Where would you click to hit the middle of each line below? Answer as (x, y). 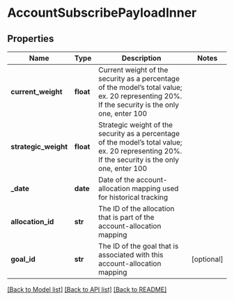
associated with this (131, 255)
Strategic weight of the (135, 125)
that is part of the (126, 217)
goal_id (23, 259)
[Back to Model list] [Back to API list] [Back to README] (87, 290)
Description (141, 58)
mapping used (155, 188)
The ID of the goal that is (139, 246)
